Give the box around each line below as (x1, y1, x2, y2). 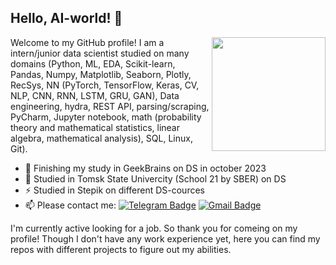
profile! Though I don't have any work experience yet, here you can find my (10, 232, 321, 245)
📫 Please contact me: (24, 199, 117, 211)
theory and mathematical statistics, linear (10, 121, 180, 133)
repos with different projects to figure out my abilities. (10, 243, 232, 255)
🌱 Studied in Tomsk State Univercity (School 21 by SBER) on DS (24, 172, 287, 185)
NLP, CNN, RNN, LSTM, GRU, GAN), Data (10, 89, 180, 101)
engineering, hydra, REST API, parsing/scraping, (10, 100, 210, 112)
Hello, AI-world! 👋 (10, 10, 123, 27)
